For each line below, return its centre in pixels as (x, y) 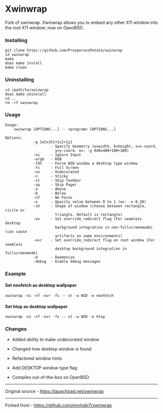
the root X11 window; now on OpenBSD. (44, 27)
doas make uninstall (26, 94)
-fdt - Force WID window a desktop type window (85, 163)
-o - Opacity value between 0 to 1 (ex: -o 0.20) (90, 202)
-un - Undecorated (56, 172)
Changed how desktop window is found (52, 349)
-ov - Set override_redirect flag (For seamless (88, 219)
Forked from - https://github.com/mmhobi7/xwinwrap (58, 405)
